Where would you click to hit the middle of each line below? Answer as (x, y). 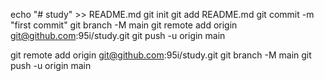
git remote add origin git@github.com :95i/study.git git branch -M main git (161, 55)
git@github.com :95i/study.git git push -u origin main (118, 35)
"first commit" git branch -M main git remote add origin (124, 25)
